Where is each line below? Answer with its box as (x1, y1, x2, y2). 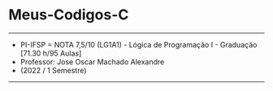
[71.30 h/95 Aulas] (19, 48, 82, 58)
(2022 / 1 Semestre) (19, 65, 87, 75)
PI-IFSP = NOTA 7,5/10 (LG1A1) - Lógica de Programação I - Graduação (19, 39, 258, 49)
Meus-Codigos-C (8, 6, 129, 24)
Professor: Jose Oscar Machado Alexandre (19, 56, 165, 66)
